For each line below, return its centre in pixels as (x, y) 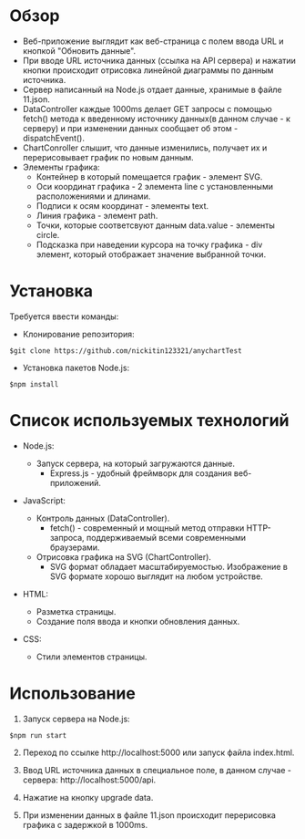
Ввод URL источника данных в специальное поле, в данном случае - (157, 770)
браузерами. (75, 547)
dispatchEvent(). (53, 138)
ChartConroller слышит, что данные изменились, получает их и (145, 148)
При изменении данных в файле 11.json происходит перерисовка (149, 815)
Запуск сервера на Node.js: (76, 719)
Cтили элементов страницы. (91, 657)
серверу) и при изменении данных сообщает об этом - (130, 128)
